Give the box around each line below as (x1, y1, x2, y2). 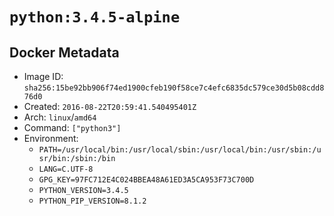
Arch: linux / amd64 (23, 111, 97, 123)
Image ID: (23, 71, 64, 82)
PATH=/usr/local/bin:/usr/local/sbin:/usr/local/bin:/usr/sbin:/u (38, 145, 322, 155)
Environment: (23, 133, 79, 144)
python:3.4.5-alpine (9, 8, 181, 27)
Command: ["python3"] (23, 122, 122, 133)
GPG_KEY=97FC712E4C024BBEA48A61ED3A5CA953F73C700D (38, 175, 255, 185)
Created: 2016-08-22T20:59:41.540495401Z (23, 101, 197, 112)
